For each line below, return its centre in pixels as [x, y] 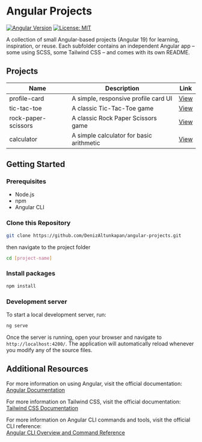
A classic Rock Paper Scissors [115, 118]
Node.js [25, 195]
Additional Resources [47, 369]
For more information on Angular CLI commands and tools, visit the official [98, 420]
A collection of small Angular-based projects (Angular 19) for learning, [93, 39]
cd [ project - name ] [29, 258]
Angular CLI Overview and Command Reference [66, 432]
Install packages [31, 274]
